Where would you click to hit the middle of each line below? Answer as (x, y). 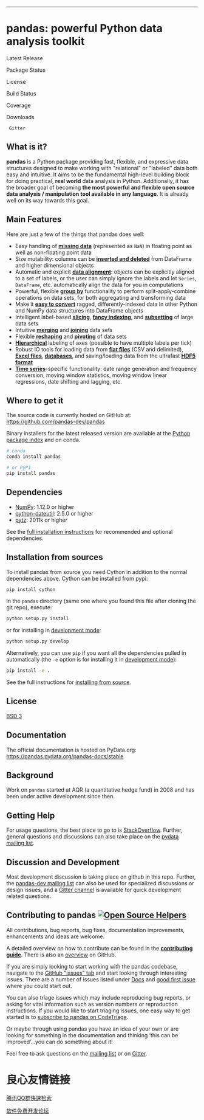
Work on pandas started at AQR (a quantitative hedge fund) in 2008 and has (100, 790)
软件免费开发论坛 (28, 1111)
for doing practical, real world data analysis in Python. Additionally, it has (98, 181)
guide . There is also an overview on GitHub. (61, 955)
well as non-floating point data (53, 252)
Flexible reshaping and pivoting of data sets (71, 336)
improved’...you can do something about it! (60, 1042)
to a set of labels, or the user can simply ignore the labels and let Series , (106, 278)
